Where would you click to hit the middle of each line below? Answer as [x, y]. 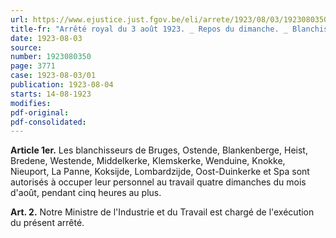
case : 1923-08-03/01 [53, 76]
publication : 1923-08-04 [62, 85]
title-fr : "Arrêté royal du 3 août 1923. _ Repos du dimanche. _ [149, 29]
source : [26, 47]
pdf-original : [40, 112]
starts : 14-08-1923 [51, 94]
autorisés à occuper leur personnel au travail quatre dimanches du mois [158, 182]
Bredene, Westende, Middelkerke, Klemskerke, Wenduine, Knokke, [148, 161]
